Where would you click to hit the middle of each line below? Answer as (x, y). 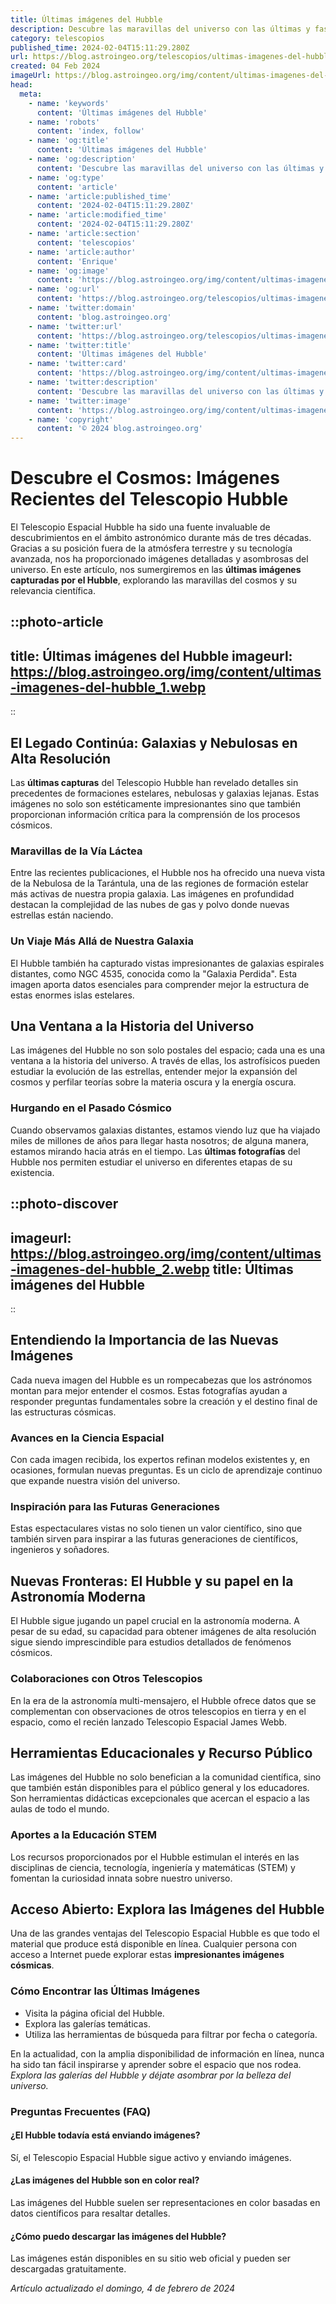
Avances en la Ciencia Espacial (87, 1438)
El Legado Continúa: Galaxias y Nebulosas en (154, 742)
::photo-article (57, 622)
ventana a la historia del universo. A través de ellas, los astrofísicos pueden (165, 1061)
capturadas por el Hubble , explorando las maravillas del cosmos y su (154, 580)
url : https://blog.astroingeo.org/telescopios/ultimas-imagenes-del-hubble (171, 57)
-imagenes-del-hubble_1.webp (108, 687)
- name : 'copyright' (71, 419)
